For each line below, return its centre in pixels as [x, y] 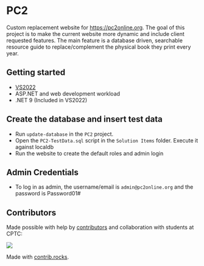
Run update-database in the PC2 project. [64, 134]
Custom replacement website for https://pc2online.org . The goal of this [96, 27]
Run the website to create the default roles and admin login [89, 153]
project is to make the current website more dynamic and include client [95, 33]
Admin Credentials [43, 172]
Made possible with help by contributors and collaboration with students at [100, 227]
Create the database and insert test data [85, 119]
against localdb [34, 147]
